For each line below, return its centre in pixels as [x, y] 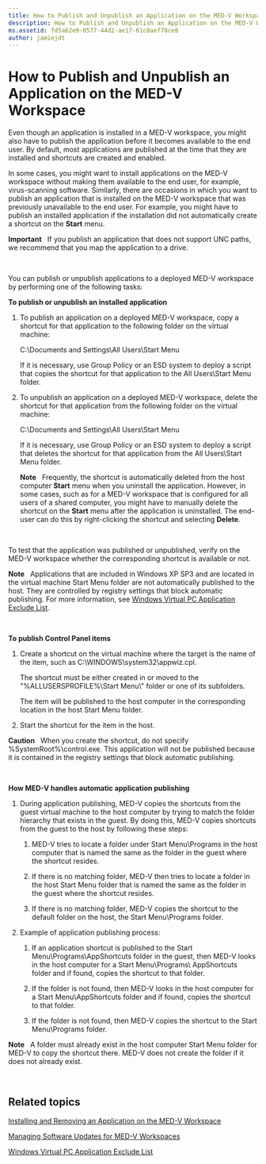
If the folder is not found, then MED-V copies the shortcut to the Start [144, 1021]
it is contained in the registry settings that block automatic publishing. [122, 758]
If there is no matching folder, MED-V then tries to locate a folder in [141, 877]
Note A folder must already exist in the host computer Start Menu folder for [133, 1045]
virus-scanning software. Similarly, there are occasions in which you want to [133, 190]
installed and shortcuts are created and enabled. [87, 158]
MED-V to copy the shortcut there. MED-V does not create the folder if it [126, 1053]
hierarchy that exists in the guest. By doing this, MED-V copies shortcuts [138, 820]
